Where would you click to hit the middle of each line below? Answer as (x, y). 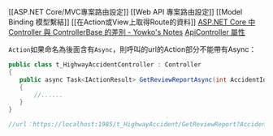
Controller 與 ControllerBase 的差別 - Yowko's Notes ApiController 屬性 (127, 32)
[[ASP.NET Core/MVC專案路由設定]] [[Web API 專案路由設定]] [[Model (126, 12)
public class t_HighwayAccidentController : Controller (105, 65)
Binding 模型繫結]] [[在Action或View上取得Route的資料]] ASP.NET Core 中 (132, 22)
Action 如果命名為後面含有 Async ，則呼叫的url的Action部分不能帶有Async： (132, 49)
